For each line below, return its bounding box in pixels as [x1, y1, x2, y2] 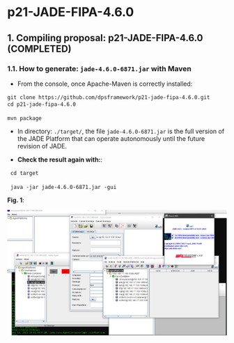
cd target [10, 169, 39, 176]
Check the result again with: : [17, 155, 103, 164]
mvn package [7, 114, 42, 122]
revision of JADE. [17, 142, 68, 150]
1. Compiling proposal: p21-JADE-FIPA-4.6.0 [7, 32, 203, 44]
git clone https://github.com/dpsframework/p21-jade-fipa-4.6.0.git [7, 93, 210, 101]
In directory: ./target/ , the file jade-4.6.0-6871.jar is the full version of [17, 127, 225, 135]
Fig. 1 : [7, 196, 24, 204]
